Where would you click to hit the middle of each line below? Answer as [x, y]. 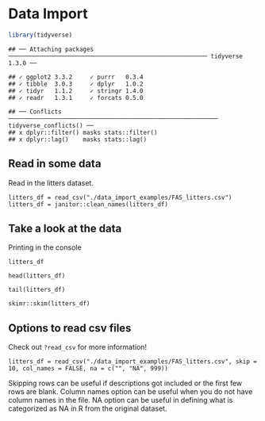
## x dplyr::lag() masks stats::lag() [78, 140]
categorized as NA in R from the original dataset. [88, 408]
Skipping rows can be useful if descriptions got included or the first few [125, 383]
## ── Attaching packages [51, 49]
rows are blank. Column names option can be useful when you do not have [131, 392]
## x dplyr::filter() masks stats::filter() [83, 132]
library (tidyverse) [40, 35]
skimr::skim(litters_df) [49, 304]
